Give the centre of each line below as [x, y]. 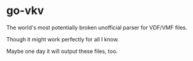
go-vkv [25, 11]
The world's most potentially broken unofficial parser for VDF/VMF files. [97, 27]
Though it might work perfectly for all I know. [63, 39]
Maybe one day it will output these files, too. [62, 51]
